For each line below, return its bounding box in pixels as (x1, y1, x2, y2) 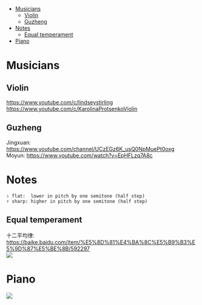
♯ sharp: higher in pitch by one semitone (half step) (6, 198, 148, 204)
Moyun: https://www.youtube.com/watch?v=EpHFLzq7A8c (6, 152, 153, 159)
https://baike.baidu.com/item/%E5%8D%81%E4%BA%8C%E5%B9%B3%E (6, 238, 196, 246)
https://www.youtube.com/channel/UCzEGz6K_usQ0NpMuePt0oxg (6, 145, 175, 152)
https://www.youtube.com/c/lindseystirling (6, 99, 113, 106)
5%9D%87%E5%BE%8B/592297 (6, 245, 90, 252)
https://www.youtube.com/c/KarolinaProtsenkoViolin (6, 106, 138, 112)
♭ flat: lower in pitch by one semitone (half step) (6, 193, 146, 199)
